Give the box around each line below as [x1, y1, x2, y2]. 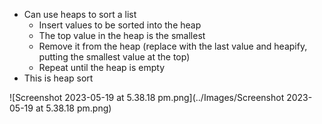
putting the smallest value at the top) [38, 51, 191, 63]
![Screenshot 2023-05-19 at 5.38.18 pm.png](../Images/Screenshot [9, 92, 285, 103]
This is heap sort [23, 72, 94, 84]
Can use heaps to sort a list [23, 9, 137, 20]
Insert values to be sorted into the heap [38, 19, 202, 31]
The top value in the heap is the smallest [38, 30, 206, 41]
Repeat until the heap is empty [38, 62, 166, 73]
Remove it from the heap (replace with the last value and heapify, [38, 40, 308, 52]
